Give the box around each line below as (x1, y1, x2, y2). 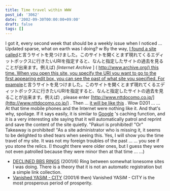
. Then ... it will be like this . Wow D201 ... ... (70, 100, 160, 106)
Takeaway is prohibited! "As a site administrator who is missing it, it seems (5, 127, 161, 133)
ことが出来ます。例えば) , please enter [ (9, 94, 93, 101)
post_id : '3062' (5, 12, 40, 17)
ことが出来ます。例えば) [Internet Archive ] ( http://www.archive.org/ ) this (5, 65, 159, 71)
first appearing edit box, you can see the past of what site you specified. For (5, 76, 165, 82)
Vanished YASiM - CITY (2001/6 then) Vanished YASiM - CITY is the (12, 175, 155, 181)
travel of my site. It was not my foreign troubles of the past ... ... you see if (5, 138, 160, 144)
